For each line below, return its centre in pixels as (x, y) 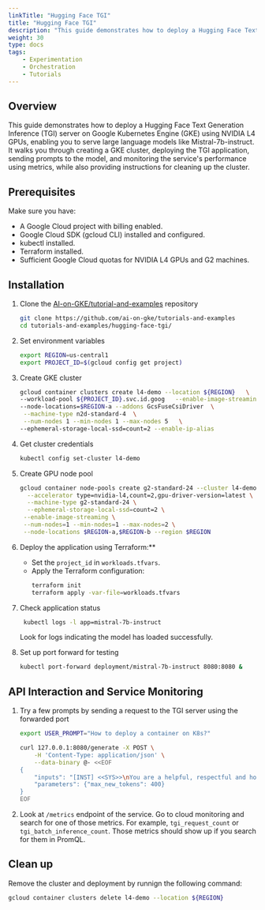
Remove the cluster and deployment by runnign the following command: (125, 883)
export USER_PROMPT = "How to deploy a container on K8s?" (115, 734)
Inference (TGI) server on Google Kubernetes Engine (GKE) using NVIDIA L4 (132, 133)
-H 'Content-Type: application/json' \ (100, 755)
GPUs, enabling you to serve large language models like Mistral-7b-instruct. (131, 142)
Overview (33, 106)
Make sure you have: (42, 211)
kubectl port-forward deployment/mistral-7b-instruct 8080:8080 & (131, 667)
